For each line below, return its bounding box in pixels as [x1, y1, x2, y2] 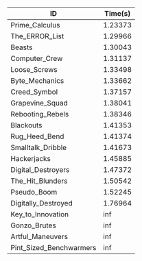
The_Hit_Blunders [10, 176, 68, 186]
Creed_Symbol [10, 87, 58, 97]
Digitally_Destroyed [10, 199, 73, 208]
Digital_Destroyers [10, 165, 70, 174]
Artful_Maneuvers [10, 232, 69, 241]
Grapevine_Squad [10, 99, 69, 108]
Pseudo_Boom [10, 188, 58, 197]
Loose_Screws [10, 65, 58, 74]
